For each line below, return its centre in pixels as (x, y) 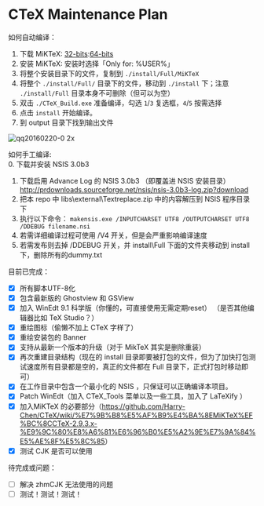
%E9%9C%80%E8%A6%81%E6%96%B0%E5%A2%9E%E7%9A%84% (137, 431)
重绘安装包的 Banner (53, 337)
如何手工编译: (30, 154)
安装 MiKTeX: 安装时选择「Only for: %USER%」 (97, 64)
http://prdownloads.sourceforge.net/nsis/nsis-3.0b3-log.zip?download (134, 189)
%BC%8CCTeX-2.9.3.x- (59, 423)
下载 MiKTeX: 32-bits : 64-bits (66, 53)
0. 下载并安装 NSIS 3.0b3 (49, 164)
